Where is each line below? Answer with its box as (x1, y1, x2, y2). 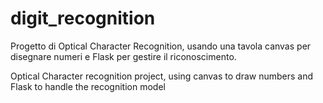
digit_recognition (10, 7, 156, 30)
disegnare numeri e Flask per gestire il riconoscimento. (10, 50, 237, 62)
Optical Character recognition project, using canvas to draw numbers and (10, 70, 314, 82)
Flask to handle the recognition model (10, 80, 166, 92)
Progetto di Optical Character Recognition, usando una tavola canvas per (10, 40, 312, 52)
